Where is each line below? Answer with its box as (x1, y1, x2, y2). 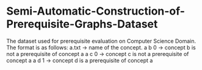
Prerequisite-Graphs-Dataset (6, 17, 158, 31)
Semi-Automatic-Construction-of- (6, 4, 185, 18)
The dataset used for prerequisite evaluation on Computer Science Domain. (6, 37, 197, 44)
